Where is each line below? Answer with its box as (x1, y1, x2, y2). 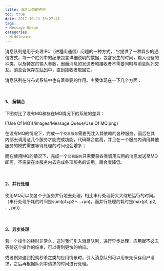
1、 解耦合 (5, 99, 25, 105)
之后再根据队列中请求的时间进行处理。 (13, 261, 91, 267)
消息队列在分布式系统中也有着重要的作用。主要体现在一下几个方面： (5, 77, 142, 83)
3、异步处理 (5, 226, 30, 232)
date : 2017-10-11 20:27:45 (5, 16, 60, 21)
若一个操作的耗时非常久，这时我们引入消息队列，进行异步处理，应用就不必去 (5, 238, 159, 244)
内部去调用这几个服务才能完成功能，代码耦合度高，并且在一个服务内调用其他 (5, 136, 159, 142)
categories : (5, 30, 29, 35)
